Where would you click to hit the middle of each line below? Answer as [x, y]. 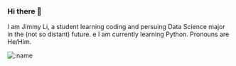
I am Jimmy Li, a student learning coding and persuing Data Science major [116, 27]
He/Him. [20, 42]
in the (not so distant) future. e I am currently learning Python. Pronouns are [118, 34]
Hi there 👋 [25, 11]
